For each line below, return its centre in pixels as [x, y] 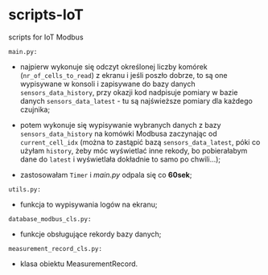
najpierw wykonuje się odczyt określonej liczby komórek [113, 67]
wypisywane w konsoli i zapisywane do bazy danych [107, 84]
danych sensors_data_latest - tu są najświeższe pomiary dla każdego [136, 101]
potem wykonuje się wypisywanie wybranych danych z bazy [120, 125]
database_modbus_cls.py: [50, 219]
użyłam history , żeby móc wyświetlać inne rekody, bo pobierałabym [134, 150]
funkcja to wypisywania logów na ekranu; [89, 204]
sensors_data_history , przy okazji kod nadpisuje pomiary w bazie [129, 92]
